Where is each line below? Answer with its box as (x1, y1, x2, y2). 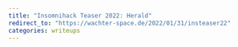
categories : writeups (8, 26, 81, 34)
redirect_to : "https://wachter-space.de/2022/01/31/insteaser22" (8, 19, 231, 27)
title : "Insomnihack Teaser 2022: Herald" (8, 11, 152, 20)
